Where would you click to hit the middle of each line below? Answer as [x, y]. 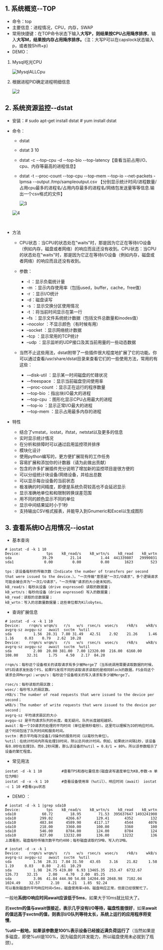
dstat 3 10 [29, 150]
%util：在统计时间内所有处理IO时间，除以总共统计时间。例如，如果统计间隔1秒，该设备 [81, 741]
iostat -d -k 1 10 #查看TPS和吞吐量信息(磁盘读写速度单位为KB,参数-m [78, 771]
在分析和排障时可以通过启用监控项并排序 [60, 444]
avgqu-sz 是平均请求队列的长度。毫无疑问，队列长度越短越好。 [60, 721]
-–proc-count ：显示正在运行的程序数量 [66, 387]
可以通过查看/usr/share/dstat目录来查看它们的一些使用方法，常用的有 [88, 358]
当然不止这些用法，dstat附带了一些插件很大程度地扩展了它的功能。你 [88, 352]
